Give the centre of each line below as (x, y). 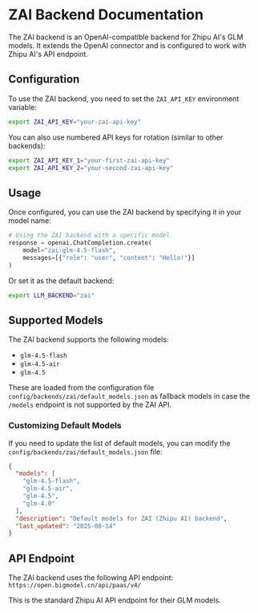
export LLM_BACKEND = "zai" (51, 295)
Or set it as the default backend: (61, 280)
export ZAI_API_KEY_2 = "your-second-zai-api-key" (91, 168)
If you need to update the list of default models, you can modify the (119, 443)
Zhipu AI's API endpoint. (48, 54)
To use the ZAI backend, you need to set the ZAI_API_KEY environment (124, 99)
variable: (23, 107)
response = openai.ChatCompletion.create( (80, 243)
